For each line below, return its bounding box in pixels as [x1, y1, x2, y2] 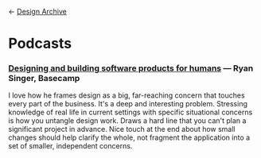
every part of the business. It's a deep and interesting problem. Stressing [8, 99, 248, 109]
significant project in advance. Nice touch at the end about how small [8, 125, 236, 134]
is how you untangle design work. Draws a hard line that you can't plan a [8, 116, 247, 125]
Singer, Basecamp [8, 73, 80, 84]
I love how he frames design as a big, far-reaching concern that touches [8, 91, 245, 100]
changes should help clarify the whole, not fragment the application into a [8, 133, 251, 142]
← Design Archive [8, 7, 68, 16]
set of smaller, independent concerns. [8, 141, 133, 151]
